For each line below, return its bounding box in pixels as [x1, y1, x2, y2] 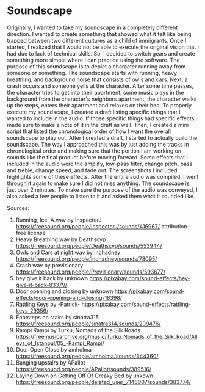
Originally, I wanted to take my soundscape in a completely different [7, 24, 178, 31]
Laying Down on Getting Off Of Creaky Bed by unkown [15, 372, 153, 379]
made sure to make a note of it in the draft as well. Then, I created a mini [7, 121, 189, 128]
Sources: [7, 204, 30, 211]
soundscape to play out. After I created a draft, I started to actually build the [7, 134, 198, 141]
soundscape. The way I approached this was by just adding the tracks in [7, 140, 189, 148]
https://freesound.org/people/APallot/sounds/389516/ [15, 365, 152, 372]
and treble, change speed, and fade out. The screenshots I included [7, 166, 178, 174]
